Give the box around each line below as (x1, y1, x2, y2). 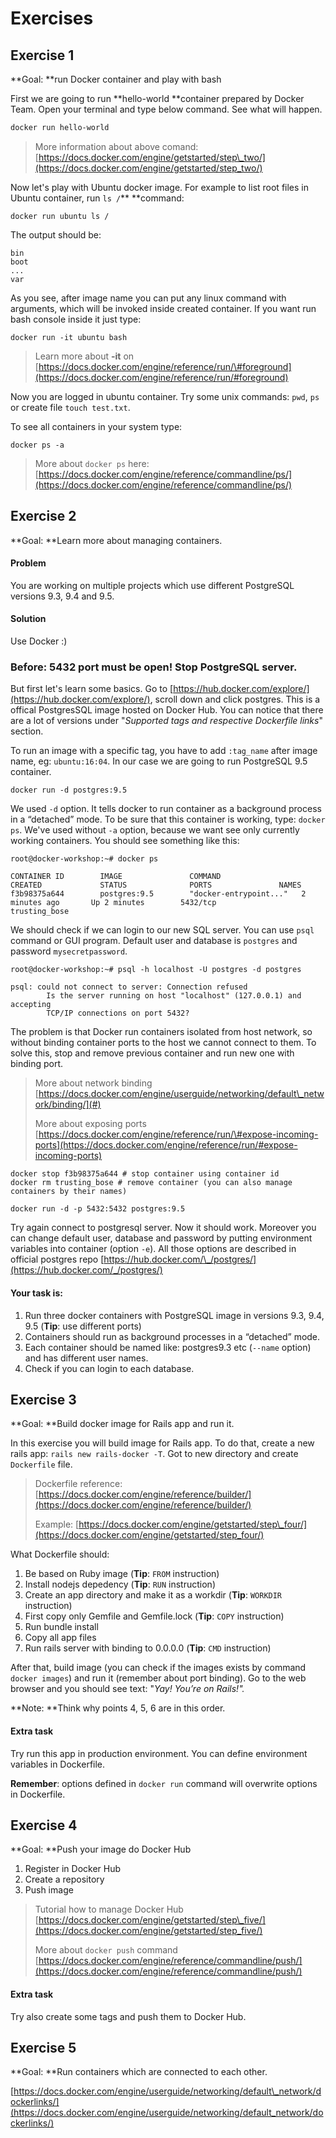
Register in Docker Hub (24, 1863, 122, 1875)
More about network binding (34, 1077, 153, 1089)
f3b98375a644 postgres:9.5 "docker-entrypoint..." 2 (10, 889, 307, 899)
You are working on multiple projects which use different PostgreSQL (10, 579, 295, 591)
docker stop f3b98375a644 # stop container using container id (10, 1169, 280, 1179)
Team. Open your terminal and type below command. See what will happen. (10, 103, 323, 115)
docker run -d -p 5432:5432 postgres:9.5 (10, 1204, 186, 1214)
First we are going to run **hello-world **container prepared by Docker (10, 93, 305, 104)
